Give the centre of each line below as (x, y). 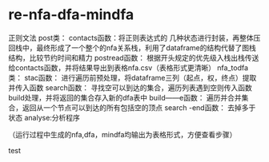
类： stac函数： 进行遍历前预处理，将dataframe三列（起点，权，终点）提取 (132, 77)
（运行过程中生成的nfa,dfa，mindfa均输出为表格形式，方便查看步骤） (122, 134)
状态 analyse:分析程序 (44, 117)
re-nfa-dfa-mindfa (71, 15)
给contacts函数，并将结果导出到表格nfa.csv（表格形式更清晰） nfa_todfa (128, 67)
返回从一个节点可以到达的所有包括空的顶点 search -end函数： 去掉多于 (139, 107)
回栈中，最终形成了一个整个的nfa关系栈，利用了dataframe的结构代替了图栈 (132, 47)
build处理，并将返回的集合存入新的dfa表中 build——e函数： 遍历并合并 (125, 97)
